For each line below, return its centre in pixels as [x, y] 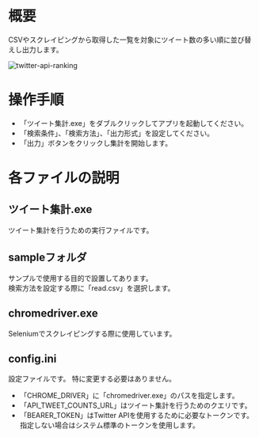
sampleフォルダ [48, 258]
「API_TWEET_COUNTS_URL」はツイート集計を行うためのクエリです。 [135, 405]
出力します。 [42, 49]
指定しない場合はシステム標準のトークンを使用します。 [109, 425]
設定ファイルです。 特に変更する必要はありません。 [92, 379]
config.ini [32, 358]
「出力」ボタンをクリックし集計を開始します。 [96, 142]
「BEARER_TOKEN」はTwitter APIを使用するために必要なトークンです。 [137, 416]
